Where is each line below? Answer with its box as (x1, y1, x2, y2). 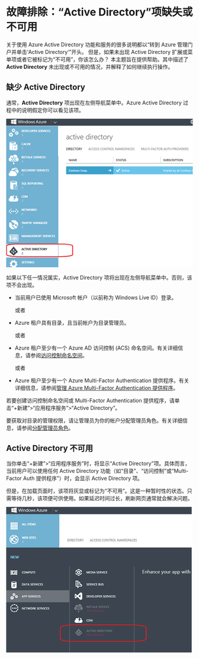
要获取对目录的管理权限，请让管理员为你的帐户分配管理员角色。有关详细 (6, 417, 182, 424)
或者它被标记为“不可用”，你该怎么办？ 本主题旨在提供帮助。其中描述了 (16, 56, 189, 63)
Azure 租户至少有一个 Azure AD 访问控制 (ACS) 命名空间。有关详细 (14, 344, 178, 351)
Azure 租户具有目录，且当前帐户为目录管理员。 (14, 319, 130, 326)
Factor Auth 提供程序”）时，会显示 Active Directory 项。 (6, 475, 143, 482)
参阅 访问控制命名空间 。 (30, 351, 88, 359)
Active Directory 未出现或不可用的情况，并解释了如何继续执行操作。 (6, 63, 174, 70)
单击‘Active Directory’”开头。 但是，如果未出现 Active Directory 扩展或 (16, 48, 188, 55)
